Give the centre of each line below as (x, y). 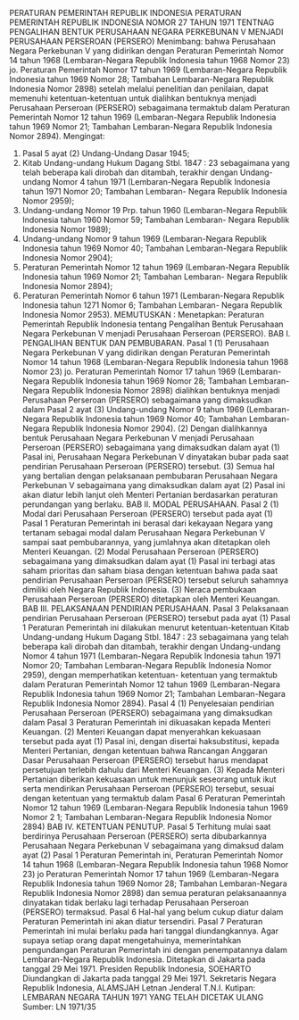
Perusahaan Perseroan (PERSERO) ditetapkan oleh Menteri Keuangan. (151, 599)
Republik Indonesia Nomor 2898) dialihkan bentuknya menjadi (166, 390)
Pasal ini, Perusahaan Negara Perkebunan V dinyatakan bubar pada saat (155, 457)
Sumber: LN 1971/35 (59, 1007)
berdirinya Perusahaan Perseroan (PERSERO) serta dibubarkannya (145, 836)
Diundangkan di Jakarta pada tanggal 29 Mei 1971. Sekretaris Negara (149, 978)
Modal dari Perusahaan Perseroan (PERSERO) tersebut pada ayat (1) (148, 514)
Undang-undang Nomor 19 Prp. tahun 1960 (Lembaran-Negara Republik (155, 210)
